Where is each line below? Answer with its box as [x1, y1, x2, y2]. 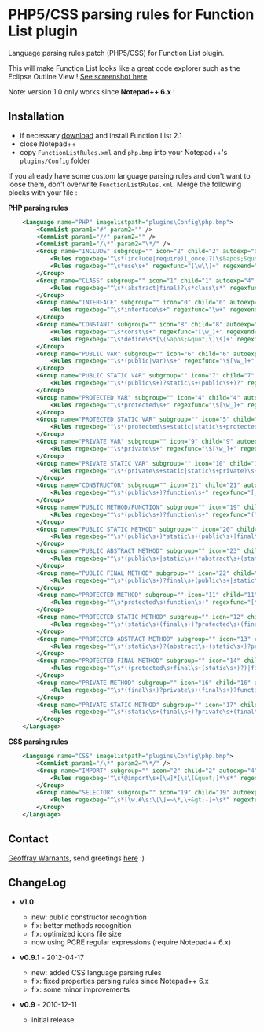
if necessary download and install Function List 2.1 [19, 131, 182, 140]
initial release [31, 1014, 75, 1024]
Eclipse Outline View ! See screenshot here [8, 72, 148, 81]
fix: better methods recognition [31, 920, 132, 930]
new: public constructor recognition [31, 912, 148, 922]
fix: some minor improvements [31, 985, 130, 994]
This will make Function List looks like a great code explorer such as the [8, 63, 241, 72]
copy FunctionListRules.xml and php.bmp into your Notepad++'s [19, 147, 228, 156]
